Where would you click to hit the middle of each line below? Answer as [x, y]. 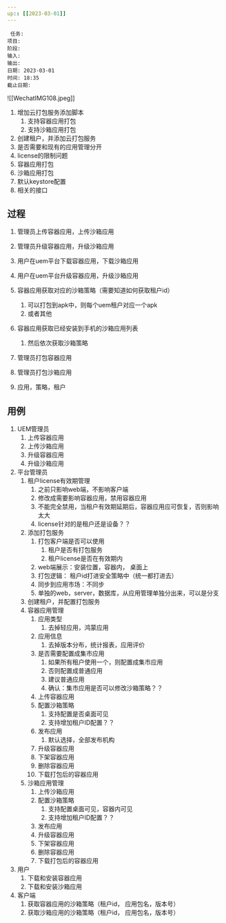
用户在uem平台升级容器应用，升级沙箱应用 [78, 276]
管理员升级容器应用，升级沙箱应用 [65, 247]
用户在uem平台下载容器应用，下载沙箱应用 [78, 261]
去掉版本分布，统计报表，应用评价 [96, 645]
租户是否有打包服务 [75, 550]
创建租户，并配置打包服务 [64, 602]
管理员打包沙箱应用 [44, 372]
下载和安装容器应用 [55, 878]
